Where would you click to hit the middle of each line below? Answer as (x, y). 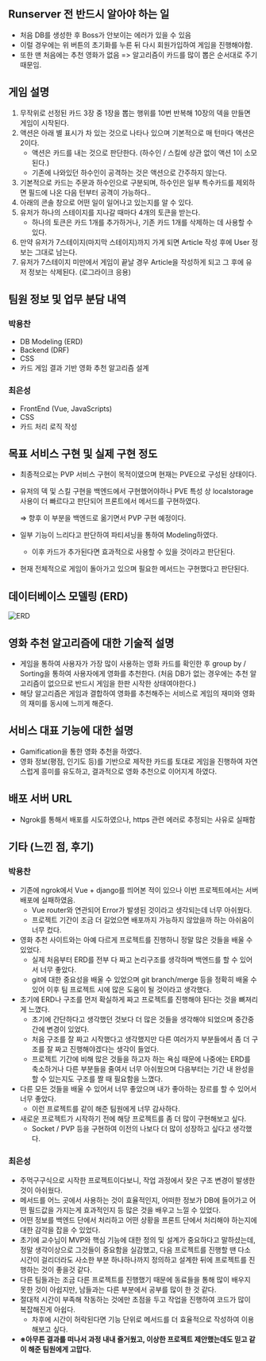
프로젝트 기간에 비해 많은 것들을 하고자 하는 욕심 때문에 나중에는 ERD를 (141, 1059)
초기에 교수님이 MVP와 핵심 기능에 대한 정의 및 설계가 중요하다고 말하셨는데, (137, 1239)
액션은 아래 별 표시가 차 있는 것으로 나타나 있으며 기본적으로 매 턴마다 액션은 (137, 133)
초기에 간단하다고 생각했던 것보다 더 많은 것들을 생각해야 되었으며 (132, 1019)
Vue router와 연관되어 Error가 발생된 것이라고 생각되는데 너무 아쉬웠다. (142, 910)
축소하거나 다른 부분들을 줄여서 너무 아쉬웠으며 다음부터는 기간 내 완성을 (143, 1069)
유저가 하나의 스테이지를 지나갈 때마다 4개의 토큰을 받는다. (110, 212)
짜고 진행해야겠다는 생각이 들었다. (107, 1049)
